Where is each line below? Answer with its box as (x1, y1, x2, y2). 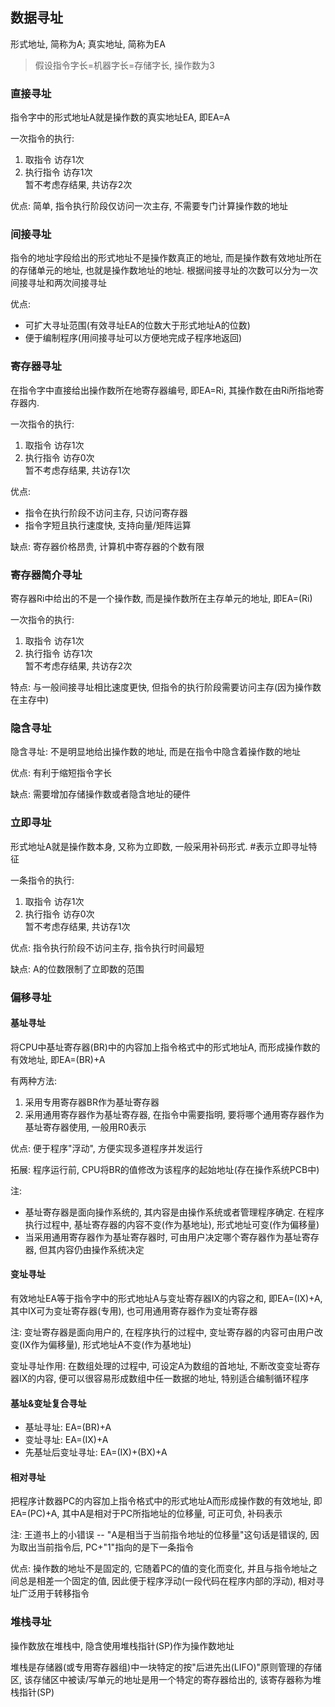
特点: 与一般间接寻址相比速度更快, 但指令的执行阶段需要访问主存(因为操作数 (10, 681, 322, 693)
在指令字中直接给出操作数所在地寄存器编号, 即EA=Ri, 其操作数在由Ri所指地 (10, 384, 316, 396)
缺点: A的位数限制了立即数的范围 (10, 963, 145, 975)
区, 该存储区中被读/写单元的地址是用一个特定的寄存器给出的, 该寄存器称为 (10, 1673, 313, 1685)
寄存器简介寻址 (10, 568, 83, 582)
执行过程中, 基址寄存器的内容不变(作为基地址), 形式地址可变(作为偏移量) (24, 1218, 320, 1230)
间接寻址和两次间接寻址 (10, 277, 107, 289)
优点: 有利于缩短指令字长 (10, 767, 112, 779)
